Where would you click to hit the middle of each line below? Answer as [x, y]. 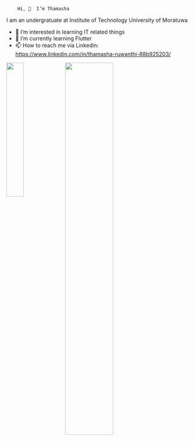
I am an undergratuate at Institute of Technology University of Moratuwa [97, 20]
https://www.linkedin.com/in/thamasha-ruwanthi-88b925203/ [93, 54]
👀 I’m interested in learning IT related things [70, 32]
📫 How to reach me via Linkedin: [57, 45]
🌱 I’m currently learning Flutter [53, 38]
